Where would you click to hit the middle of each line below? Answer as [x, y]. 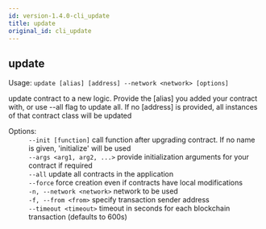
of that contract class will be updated [70, 116]
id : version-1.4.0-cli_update [59, 16]
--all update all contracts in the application [101, 174]
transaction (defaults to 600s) [78, 217]
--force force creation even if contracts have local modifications [136, 183]
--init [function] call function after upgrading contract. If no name [142, 140]
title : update [32, 23]
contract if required [60, 165]
